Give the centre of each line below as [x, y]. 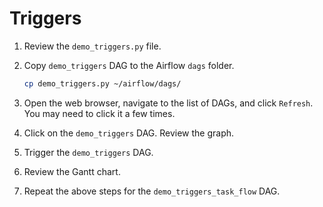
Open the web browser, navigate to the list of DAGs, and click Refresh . [168, 103]
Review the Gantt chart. [72, 171]
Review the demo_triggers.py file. [92, 46]
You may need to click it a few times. [99, 113]
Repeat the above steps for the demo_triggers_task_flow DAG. [152, 191]
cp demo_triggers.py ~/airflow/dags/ [102, 83]
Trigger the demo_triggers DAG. [88, 152]
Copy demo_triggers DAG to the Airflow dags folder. [129, 65]
